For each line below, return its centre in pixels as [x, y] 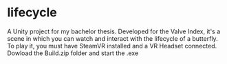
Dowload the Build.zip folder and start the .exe [73, 53]
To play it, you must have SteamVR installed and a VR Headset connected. [112, 46]
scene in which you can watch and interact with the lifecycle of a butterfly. [112, 38]
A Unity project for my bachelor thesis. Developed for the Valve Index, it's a [114, 31]
